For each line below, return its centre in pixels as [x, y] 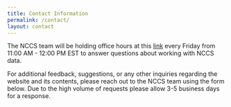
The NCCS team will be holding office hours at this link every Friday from [111, 46]
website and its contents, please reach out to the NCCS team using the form [116, 81]
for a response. [29, 96]
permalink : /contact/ [38, 20]
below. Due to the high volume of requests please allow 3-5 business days [113, 89]
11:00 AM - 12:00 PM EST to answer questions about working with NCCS [111, 53]
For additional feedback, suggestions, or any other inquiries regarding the [112, 74]
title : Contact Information [48, 13]
